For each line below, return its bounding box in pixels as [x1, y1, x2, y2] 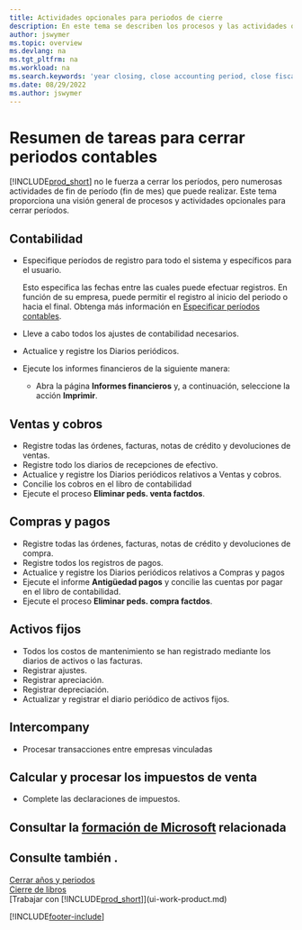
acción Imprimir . [35, 390, 98, 401]
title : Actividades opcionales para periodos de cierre [9, 13, 223, 23]
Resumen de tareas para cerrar [9, 127, 245, 148]
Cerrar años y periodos [9, 874, 96, 885]
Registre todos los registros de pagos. [22, 557, 164, 568]
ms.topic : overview [9, 38, 83, 48]
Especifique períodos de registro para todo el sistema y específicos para [22, 255, 292, 266]
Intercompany [9, 720, 90, 735]
